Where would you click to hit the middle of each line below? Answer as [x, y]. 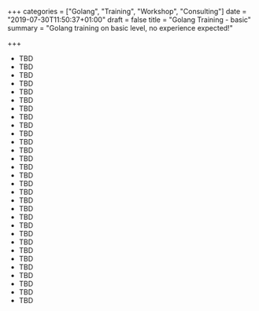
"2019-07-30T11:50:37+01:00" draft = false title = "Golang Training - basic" [129, 20]
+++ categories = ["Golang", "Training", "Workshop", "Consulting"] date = [127, 11]
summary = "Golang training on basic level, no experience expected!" [120, 28]
